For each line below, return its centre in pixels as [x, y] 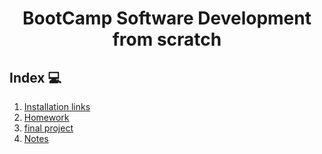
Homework [46, 117]
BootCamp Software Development [167, 18]
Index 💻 [35, 77]
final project [48, 128]
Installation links [57, 106]
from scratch [167, 39]
